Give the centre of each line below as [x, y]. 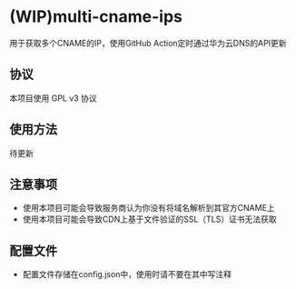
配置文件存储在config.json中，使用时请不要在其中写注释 [127, 274]
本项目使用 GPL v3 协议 [53, 98]
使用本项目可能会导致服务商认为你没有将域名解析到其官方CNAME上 [148, 208]
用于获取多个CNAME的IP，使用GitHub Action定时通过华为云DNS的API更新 [148, 43]
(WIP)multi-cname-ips [96, 17]
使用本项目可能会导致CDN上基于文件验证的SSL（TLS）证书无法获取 [149, 219]
